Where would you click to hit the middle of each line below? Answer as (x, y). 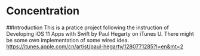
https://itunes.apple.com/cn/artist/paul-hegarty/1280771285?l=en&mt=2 (95, 46)
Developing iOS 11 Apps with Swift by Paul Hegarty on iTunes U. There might (100, 33)
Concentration (43, 11)
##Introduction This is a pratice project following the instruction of (87, 27)
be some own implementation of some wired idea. (68, 40)
